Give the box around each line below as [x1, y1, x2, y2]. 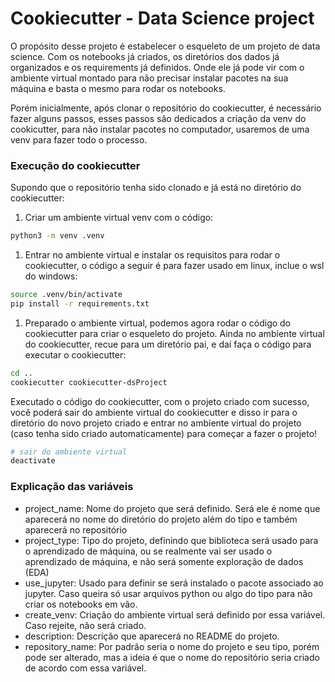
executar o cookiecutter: [24, 348, 127, 361]
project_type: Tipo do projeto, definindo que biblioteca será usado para [24, 534, 319, 546]
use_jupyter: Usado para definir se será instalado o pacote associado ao [24, 577, 324, 589]
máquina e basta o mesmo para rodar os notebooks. [10, 82, 226, 94]
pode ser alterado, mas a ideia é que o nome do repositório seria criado [24, 651, 320, 663]
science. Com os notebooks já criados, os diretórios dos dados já [10, 50, 280, 62]
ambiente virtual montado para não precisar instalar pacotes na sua [10, 72, 289, 84]
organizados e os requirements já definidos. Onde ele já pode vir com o [10, 61, 305, 73]
